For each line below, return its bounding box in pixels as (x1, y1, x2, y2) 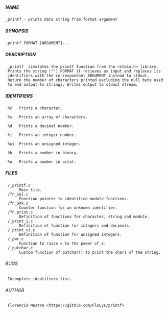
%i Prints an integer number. (7, 132, 77, 137)
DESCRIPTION (5, 51, 36, 57)
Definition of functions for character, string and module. (18, 214, 150, 219)
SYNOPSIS (5, 28, 29, 34)
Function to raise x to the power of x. (18, 240, 106, 246)
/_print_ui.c (7, 227, 36, 232)
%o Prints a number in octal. (7, 159, 77, 164)
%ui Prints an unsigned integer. (7, 141, 81, 147)
